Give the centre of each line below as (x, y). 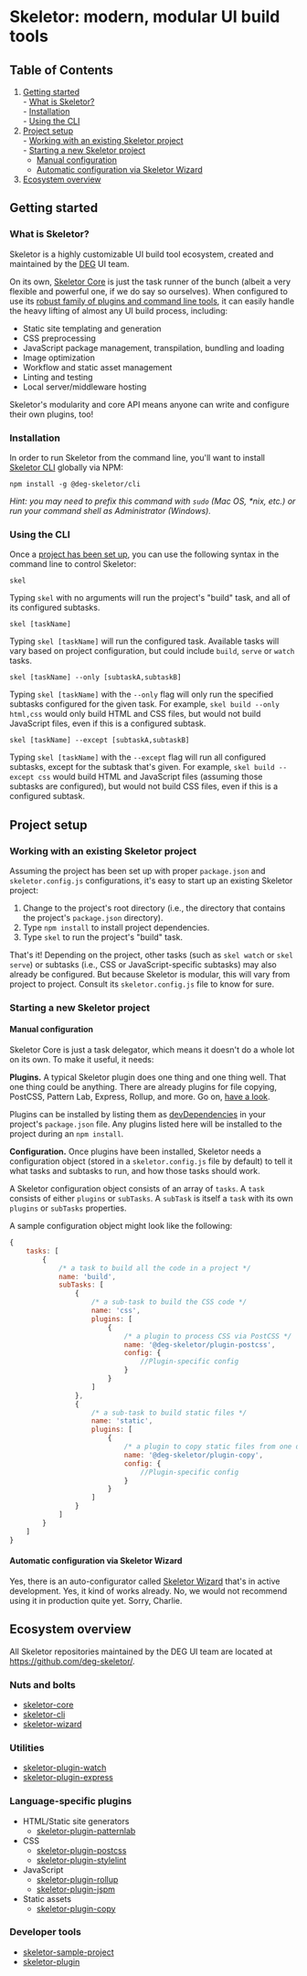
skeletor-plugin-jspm (76, 1889)
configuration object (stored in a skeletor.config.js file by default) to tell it (151, 1161)
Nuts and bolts (42, 1684)
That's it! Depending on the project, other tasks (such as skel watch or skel (152, 955)
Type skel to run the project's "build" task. (103, 937)
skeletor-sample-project (68, 1952)
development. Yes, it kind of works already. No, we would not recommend (148, 1591)
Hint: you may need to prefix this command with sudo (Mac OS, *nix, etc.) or (153, 501)
